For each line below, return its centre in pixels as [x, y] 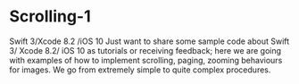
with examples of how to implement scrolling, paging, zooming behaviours [146, 60]
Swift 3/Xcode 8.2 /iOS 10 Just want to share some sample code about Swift [149, 41]
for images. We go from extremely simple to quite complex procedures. [140, 70]
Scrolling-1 [50, 17]
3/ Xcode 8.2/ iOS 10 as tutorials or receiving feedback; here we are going [145, 50]
